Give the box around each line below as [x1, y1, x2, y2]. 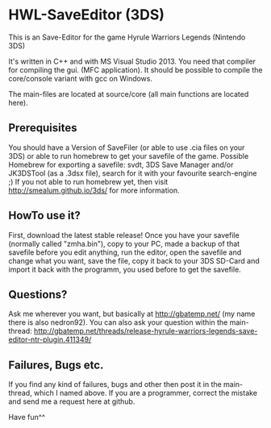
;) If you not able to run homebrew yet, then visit [8, 177, 169, 186]
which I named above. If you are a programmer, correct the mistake [33, 389, 258, 398]
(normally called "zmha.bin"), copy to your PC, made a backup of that [8, 239, 240, 248]
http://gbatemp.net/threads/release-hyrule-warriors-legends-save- [33, 326, 258, 336]
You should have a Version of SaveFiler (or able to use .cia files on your [8, 143, 245, 152]
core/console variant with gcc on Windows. [8, 73, 153, 83]
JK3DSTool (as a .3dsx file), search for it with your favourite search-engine [8, 168, 257, 178]
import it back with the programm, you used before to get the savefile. [8, 264, 242, 274]
